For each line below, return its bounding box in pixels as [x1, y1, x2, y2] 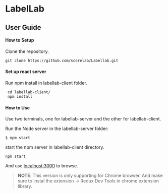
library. [17, 183, 33, 189]
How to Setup [5, 37, 34, 43]
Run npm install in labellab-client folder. [5, 80, 87, 86]
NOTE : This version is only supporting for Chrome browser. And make [17, 172, 163, 179]
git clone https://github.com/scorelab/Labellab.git [5, 58, 119, 63]
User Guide [5, 23, 41, 32]
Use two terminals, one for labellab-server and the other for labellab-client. [5, 116, 161, 122]
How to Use [5, 104, 30, 111]
